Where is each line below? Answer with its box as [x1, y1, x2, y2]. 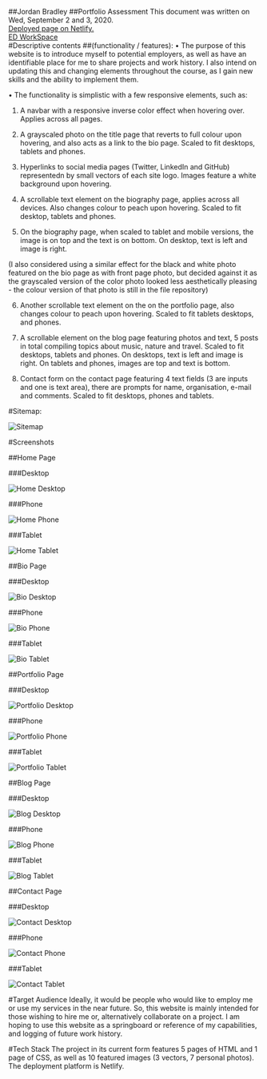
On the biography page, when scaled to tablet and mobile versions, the [19, 227, 254, 237]
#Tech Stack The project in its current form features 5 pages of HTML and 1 [8, 1045, 258, 1053]
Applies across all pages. [19, 114, 103, 123]
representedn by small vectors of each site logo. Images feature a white [19, 171, 257, 180]
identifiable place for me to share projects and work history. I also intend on [8, 58, 257, 67]
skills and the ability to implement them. [8, 75, 139, 84]
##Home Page [8, 453, 56, 462]
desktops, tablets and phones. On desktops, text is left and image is [19, 350, 244, 359]
